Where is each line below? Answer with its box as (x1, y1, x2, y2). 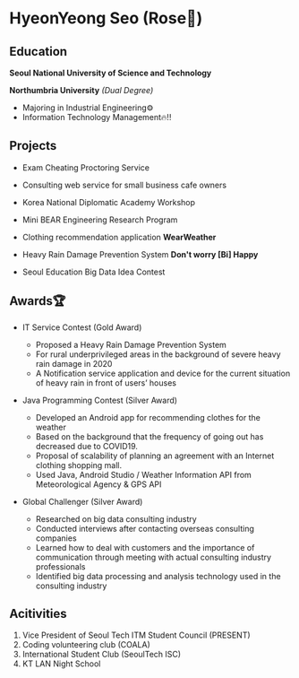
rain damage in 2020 (35, 358, 113, 369)
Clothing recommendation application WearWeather (21, 231, 217, 242)
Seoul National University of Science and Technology (9, 67, 212, 78)
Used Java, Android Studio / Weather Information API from (35, 469, 252, 480)
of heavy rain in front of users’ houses (35, 377, 177, 388)
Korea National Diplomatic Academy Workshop (21, 196, 195, 207)
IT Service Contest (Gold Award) (21, 322, 142, 333)
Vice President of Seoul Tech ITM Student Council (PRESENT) (21, 630, 251, 640)
